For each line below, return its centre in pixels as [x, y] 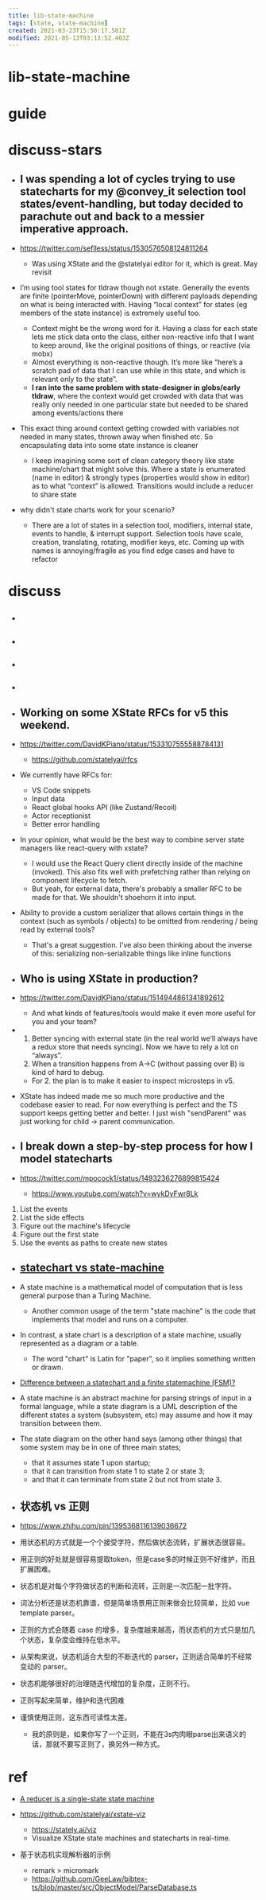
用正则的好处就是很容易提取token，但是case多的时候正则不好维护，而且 [137, 1559]
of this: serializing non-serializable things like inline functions [131, 954]
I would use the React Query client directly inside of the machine [137, 863]
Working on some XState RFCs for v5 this [124, 712]
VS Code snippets [61, 790]
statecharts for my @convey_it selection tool [133, 192]
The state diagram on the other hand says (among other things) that [131, 1439]
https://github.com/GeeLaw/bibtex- [90, 1879]
